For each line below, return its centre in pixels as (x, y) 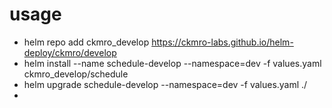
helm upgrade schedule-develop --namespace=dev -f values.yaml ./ (165, 84)
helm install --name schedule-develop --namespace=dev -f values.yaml (172, 63)
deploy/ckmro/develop (70, 52)
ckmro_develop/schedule (76, 74)
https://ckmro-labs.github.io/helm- (222, 42)
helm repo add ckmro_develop (86, 42)
